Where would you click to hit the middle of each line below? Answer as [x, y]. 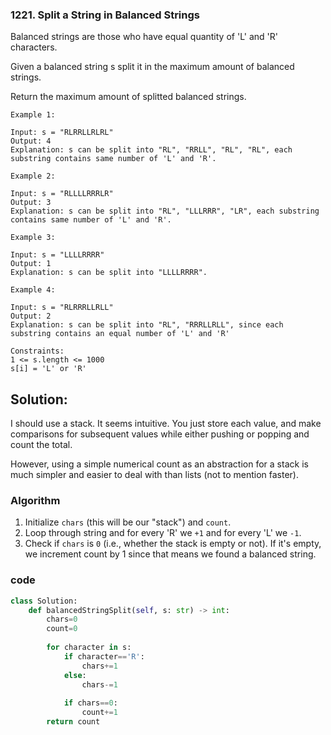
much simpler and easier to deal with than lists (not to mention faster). [155, 475]
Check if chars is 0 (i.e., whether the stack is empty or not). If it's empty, [173, 544]
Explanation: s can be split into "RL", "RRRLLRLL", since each [147, 325]
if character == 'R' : [104, 656]
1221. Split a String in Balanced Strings [105, 15]
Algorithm [35, 501]
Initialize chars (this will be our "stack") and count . [128, 522]
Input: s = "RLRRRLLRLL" [62, 308]
